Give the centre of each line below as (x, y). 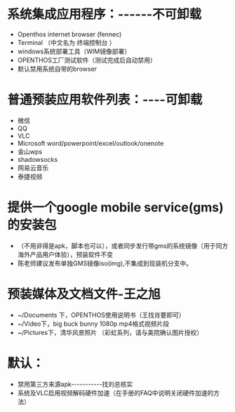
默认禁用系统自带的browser (57, 69)
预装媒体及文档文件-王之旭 (84, 294)
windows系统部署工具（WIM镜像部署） (74, 51)
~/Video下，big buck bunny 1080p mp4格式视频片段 (93, 324)
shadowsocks (38, 159)
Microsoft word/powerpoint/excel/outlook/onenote (90, 143)
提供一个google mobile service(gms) (116, 208)
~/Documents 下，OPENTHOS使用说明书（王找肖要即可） (101, 315)
